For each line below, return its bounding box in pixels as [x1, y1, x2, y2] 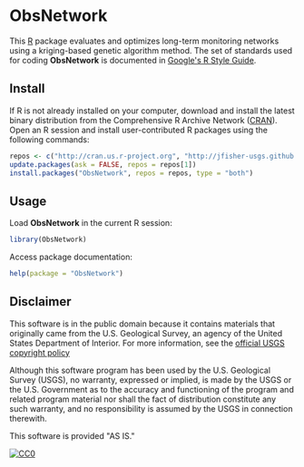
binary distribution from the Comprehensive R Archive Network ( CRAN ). [9, 114, 279, 125]
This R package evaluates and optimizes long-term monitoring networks [9, 35, 279, 46]
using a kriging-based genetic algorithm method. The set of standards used [9, 44, 293, 55]
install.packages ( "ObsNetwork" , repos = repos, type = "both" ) [9, 169, 254, 178]
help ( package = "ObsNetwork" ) [9, 269, 124, 278]
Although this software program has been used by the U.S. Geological [9, 365, 270, 375]
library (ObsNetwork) [9, 235, 88, 245]
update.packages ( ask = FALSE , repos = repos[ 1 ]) [9, 160, 197, 169]
